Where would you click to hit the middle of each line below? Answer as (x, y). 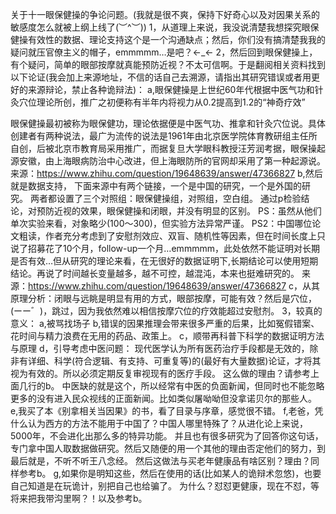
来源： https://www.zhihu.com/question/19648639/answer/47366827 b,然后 (166, 173)
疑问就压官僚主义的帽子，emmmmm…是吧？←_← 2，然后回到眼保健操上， (164, 52)
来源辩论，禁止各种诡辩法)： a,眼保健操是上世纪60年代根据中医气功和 (171, 89)
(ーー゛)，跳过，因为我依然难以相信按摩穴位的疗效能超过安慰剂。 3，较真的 (166, 311)
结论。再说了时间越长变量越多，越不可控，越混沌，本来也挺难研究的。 (155, 273)
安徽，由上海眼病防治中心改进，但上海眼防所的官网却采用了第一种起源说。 (172, 161)
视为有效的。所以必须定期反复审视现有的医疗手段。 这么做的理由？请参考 (160, 373)
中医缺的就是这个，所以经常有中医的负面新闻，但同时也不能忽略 (193, 386)
